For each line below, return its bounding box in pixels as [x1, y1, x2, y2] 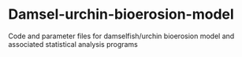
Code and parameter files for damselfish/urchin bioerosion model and [8, 31, 235, 41]
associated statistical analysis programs [8, 39, 138, 48]
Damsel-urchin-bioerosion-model [8, 5, 234, 23]
